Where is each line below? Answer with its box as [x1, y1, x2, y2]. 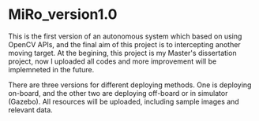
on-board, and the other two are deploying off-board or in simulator [8, 88, 228, 97]
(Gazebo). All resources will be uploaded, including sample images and [8, 97, 239, 106]
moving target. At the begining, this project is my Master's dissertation [8, 48, 237, 57]
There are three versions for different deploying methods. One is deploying [8, 80, 252, 90]
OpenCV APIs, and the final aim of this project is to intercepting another [8, 39, 241, 49]
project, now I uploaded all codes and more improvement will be [8, 57, 217, 66]
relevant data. [8, 104, 53, 115]
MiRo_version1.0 [8, 5, 118, 24]
